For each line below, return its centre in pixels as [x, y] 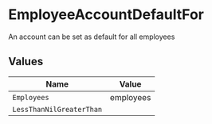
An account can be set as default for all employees [92, 37]
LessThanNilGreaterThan [57, 109]
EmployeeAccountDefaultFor [106, 15]
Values [26, 62]
